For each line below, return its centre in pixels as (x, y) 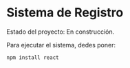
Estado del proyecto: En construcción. (61, 32)
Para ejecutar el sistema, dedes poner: (61, 45)
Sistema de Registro (65, 13)
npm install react (33, 57)
